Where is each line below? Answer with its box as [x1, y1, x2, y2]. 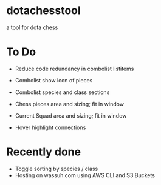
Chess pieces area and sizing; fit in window [15, 100, 125, 107]
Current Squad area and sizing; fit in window [15, 112, 127, 119]
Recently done [6, 145, 81, 159]
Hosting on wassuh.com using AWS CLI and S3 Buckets [15, 171, 155, 179]
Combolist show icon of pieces [15, 76, 93, 84]
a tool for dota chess [6, 24, 58, 31]
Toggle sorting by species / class [15, 165, 98, 172]
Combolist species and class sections [15, 89, 110, 96]
